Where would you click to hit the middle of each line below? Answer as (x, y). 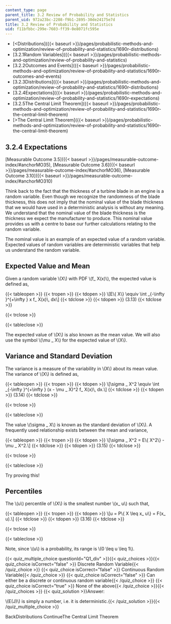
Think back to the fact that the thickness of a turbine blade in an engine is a (85, 191)
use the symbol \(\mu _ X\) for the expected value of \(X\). (66, 340)
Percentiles (24, 491)
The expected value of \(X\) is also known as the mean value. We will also (83, 334)
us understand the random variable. (43, 250)
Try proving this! (22, 475)
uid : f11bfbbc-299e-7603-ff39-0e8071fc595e (52, 29)
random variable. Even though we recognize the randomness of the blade (83, 196)
